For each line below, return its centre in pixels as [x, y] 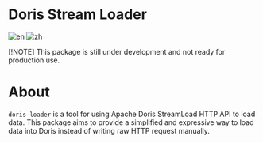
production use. [34, 60]
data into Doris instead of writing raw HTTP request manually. [109, 130]
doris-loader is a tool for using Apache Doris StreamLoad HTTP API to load [132, 114]
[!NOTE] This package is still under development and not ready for [117, 51]
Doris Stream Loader [77, 15]
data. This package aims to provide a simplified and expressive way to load [131, 122]
